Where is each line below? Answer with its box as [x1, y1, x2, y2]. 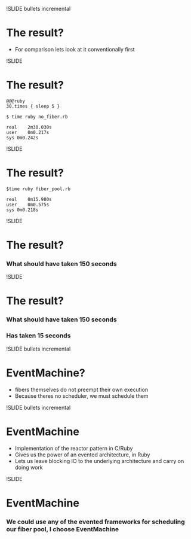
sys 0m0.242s [6, 135, 39, 141]
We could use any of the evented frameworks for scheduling [6, 517, 185, 526]
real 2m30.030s [6, 124, 52, 130]
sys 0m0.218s [6, 206, 39, 213]
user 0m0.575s [6, 202, 50, 208]
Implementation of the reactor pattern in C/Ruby [14, 444, 133, 452]
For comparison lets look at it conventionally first [14, 45, 135, 53]
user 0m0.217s [6, 129, 50, 135]
